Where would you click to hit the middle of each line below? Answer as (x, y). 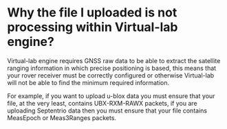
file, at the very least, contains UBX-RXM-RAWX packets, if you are (102, 103)
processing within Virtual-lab (93, 27)
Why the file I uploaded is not (92, 13)
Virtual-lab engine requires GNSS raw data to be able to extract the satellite (114, 60)
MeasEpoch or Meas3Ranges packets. (62, 117)
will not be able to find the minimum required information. (88, 82)
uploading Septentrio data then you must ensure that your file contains (107, 110)
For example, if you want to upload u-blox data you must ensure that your (111, 96)
